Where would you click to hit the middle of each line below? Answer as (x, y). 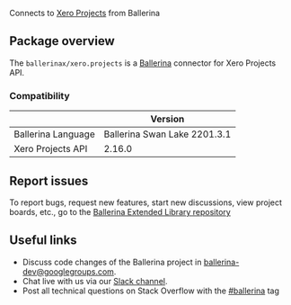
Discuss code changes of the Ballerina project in (112, 262)
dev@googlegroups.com (68, 271)
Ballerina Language (55, 134)
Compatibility (40, 95)
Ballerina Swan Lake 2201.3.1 (168, 134)
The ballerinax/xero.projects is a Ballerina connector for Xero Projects (143, 63)
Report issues (49, 180)
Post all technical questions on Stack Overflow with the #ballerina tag (151, 291)
